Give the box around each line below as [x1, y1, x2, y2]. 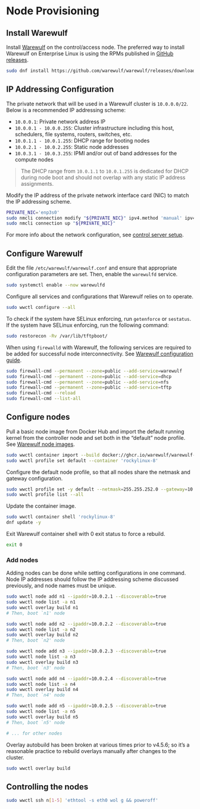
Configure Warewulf [6, 248, 83, 258]
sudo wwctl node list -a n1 [6, 599, 76, 605]
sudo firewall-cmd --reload [6, 390, 76, 396]
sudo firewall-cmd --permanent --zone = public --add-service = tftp [6, 385, 171, 391]
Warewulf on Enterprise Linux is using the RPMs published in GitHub [6, 50, 174, 57]
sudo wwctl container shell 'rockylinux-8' [6, 514, 116, 520]
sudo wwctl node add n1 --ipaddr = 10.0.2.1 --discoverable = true [6, 594, 167, 599]
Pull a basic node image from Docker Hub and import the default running [6, 427, 185, 435]
